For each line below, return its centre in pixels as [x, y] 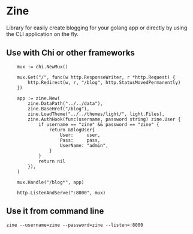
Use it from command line [55, 211]
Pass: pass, [80, 140]
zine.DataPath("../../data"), [65, 103]
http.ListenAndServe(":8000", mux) [61, 193]
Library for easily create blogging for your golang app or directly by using [97, 28]
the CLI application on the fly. [43, 34]
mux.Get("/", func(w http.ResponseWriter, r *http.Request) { [96, 77]
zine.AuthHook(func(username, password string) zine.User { [104, 119]
